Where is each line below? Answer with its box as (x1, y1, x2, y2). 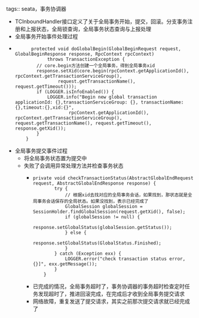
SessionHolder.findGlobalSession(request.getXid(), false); (32, 209, 186, 215)
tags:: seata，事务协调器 (6, 5, 67, 12)
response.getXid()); (14, 126, 66, 132)
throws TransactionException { (47, 56, 125, 62)
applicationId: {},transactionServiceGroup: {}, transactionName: (14, 99, 184, 105)
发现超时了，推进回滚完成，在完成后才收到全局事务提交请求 (38, 291, 185, 297)
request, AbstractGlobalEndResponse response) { (32, 181, 157, 186)
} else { (65, 230, 87, 236)
